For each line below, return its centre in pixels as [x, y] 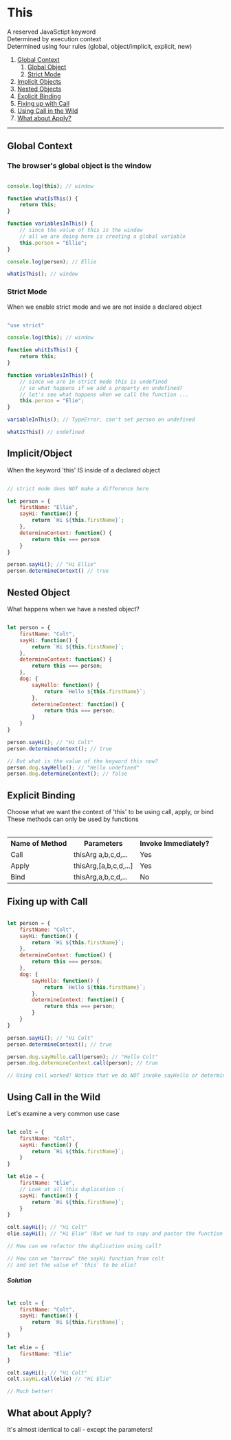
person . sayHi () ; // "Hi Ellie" [52, 565]
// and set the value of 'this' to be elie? [72, 1265]
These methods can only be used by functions [73, 819]
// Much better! [30, 1392]
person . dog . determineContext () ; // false [67, 774]
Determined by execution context [54, 39]
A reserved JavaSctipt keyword [52, 32]
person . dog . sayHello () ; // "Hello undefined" [73, 767]
